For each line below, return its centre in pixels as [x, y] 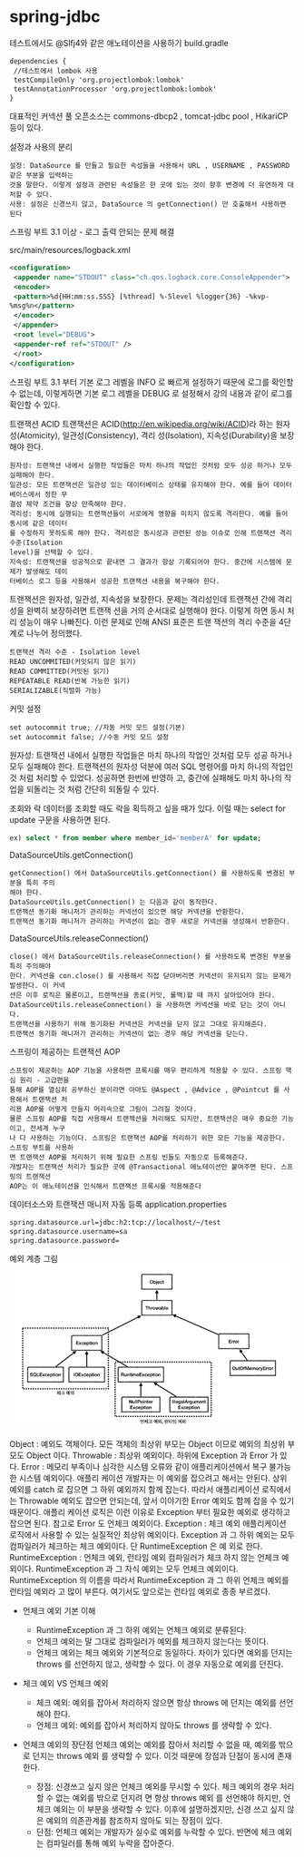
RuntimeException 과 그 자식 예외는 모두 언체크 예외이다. [137, 1569]
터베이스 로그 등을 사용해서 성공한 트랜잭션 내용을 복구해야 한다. [115, 581]
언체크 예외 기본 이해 [59, 1610]
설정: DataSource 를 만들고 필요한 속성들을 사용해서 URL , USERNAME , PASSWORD [150, 165]
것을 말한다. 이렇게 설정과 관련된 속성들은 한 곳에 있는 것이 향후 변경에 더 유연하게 [147, 185]
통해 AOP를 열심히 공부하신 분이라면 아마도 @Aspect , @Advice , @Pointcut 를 [145, 1090]
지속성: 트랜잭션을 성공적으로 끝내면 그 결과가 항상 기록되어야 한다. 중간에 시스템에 [146, 562]
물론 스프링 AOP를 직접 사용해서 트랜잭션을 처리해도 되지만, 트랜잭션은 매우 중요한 [144, 1119]
